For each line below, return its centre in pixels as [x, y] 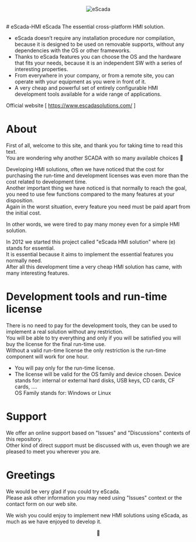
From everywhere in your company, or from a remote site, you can [94, 75]
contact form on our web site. [42, 504]
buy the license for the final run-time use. [56, 344]
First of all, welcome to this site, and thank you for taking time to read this [94, 145]
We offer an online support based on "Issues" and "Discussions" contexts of [98, 433]
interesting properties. [41, 69]
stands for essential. [31, 248]
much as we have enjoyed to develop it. [54, 521]
